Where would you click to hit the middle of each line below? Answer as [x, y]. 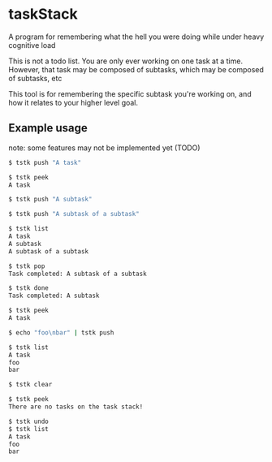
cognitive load [32, 45]
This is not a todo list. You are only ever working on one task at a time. [126, 61]
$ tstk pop [27, 266]
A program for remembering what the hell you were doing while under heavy [136, 37]
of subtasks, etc [35, 78]
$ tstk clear [30, 385]
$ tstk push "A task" [45, 162]
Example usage [48, 128]
